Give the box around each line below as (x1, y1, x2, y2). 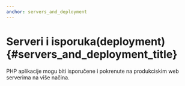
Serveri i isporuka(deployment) (6, 34, 166, 48)
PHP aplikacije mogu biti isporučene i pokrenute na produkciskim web (6, 67, 179, 75)
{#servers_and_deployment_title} (6, 48, 178, 61)
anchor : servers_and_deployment (6, 8, 87, 15)
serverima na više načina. (6, 73, 70, 81)
